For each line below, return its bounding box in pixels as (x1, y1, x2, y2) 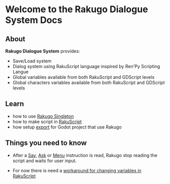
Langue (12, 69, 29, 75)
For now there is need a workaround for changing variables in (12, 167, 142, 173)
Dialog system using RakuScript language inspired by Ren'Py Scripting (12, 64, 160, 69)
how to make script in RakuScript (12, 118, 82, 125)
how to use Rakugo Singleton (12, 113, 74, 119)
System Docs (5, 14, 62, 26)
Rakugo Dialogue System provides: (5, 48, 80, 54)
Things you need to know (5, 139, 87, 147)
